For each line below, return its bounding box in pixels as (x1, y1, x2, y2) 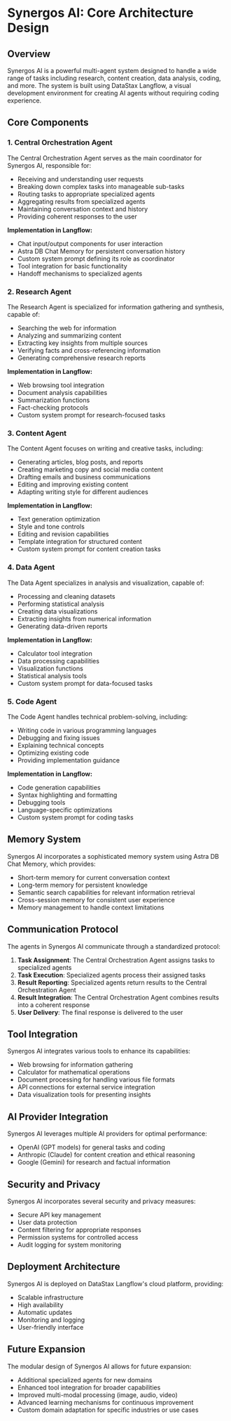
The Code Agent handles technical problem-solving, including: (7, 712, 188, 721)
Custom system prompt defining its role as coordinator (17, 254, 175, 263)
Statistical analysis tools (17, 671, 87, 680)
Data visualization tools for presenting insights (17, 1091, 151, 1099)
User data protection (17, 1218, 78, 1226)
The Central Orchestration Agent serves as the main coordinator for (7, 153, 202, 162)
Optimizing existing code (17, 748, 90, 757)
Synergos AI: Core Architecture (7, 5, 194, 21)
